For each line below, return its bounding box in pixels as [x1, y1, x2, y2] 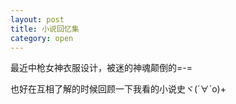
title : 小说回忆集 [10, 24, 80, 34]
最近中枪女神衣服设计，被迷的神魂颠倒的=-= [10, 62, 193, 74]
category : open [10, 33, 74, 43]
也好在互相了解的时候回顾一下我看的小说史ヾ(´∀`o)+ [10, 83, 227, 95]
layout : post [10, 14, 65, 25]
